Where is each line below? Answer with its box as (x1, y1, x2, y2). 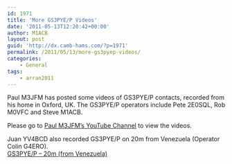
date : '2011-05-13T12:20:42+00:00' (7, 23, 110, 30)
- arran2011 (19, 74, 54, 82)
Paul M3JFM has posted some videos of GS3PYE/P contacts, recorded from (7, 93, 225, 102)
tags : (7, 68, 23, 75)
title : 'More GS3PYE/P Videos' (7, 17, 98, 24)
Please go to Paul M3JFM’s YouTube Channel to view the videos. (7, 122, 193, 130)
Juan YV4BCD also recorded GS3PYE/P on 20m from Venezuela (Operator (7, 135, 220, 143)
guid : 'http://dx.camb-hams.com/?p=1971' (7, 42, 129, 49)
